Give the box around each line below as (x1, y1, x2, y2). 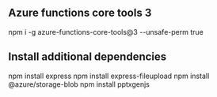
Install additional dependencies (8, 50, 167, 64)
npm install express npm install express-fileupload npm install (8, 71, 210, 80)
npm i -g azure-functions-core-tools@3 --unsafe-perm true (8, 27, 204, 36)
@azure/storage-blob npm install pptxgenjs (8, 79, 150, 89)
